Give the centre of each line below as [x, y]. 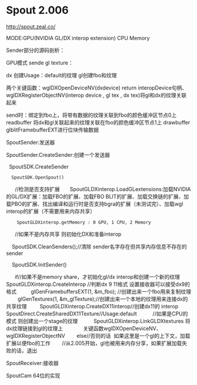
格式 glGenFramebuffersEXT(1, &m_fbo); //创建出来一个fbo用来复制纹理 [99, 291]
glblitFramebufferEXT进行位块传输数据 [52, 130]
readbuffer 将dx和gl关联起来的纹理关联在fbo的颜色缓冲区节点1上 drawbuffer [98, 122]
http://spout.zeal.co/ [31, 27]
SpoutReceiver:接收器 [32, 363]
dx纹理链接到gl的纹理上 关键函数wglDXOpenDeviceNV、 [84, 328]
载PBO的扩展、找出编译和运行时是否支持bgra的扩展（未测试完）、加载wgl [95, 203]
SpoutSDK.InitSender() [39, 264]
